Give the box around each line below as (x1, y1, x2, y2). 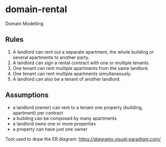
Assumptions (5, 91, 49, 100)
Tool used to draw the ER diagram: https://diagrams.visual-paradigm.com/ (5, 136, 161, 142)
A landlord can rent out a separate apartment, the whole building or (12, 48, 154, 55)
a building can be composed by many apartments (12, 115, 117, 121)
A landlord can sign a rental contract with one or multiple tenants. (12, 60, 150, 66)
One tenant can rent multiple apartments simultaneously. (12, 70, 132, 77)
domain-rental (5, 4, 67, 15)
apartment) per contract (12, 110, 64, 116)
